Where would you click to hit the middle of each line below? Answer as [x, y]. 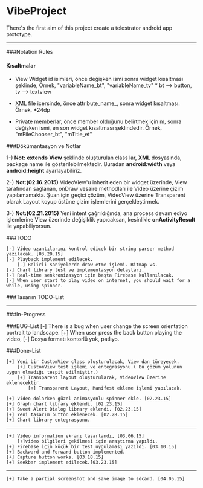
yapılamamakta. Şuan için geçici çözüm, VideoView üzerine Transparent [96, 195]
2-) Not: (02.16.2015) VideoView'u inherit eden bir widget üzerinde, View [97, 182]
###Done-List [24, 351]
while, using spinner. [35, 286]
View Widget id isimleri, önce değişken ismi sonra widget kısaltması [99, 79]
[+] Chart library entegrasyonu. [48, 420]
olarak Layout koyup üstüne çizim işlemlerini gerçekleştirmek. [83, 202]
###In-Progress [26, 315]
